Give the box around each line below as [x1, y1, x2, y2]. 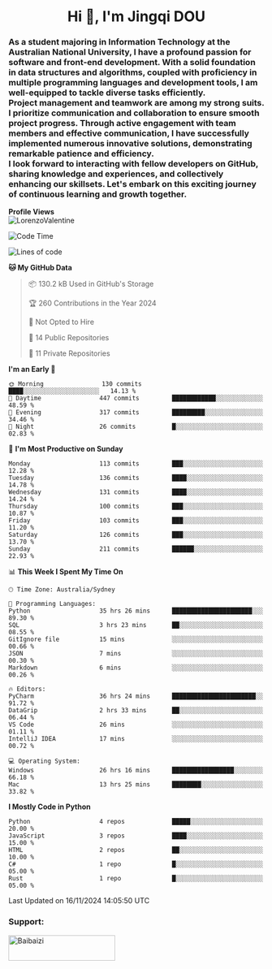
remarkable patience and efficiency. [8, 148, 154, 159]
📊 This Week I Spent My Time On [8, 567, 123, 577]
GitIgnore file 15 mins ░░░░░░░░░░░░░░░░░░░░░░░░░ [8, 635, 264, 644]
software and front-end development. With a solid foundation [8, 57, 256, 68]
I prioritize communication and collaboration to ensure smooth [8, 107, 260, 119]
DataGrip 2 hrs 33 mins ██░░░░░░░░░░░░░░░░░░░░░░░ [8, 707, 264, 715]
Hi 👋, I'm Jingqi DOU [67, 7, 205, 26]
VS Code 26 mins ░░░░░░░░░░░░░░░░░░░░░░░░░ [8, 720, 264, 729]
